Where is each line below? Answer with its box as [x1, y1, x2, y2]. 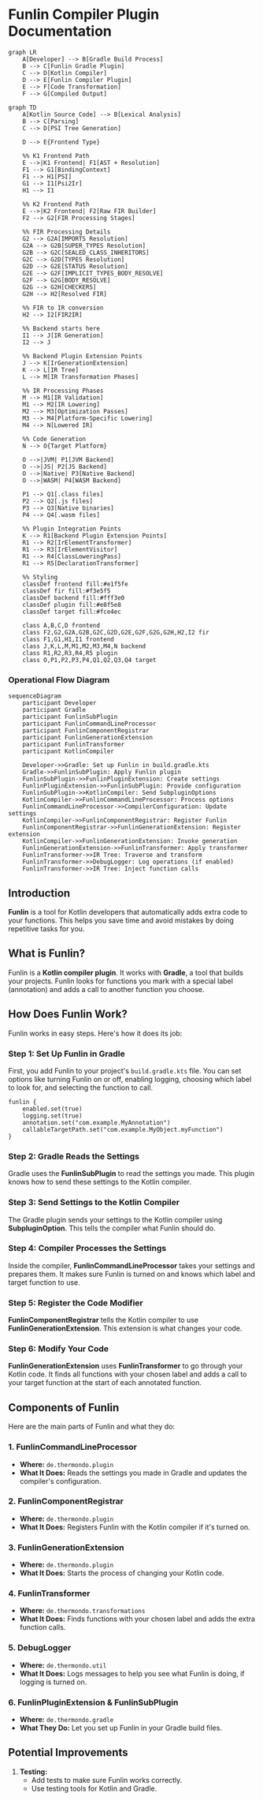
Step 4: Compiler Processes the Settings [8, 1243, 167, 1254]
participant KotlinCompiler [22, 747, 114, 755]
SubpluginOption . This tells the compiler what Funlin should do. [8, 1223, 216, 1233]
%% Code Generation [22, 435, 87, 443]
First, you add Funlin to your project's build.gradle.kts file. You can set [8, 1065, 242, 1075]
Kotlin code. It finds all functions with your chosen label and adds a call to [8, 1369, 247, 1379]
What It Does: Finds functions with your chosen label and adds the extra [19, 1614, 256, 1623]
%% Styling [22, 573, 58, 581]
